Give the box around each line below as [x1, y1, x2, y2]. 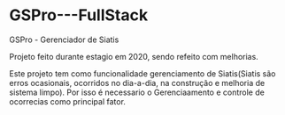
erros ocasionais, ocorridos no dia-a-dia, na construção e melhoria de [9, 77, 266, 88]
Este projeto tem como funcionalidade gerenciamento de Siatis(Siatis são [9, 68, 276, 79]
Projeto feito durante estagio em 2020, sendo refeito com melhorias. [9, 51, 258, 61]
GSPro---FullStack [9, 5, 149, 25]
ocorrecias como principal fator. [9, 96, 127, 106]
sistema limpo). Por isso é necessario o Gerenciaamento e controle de [9, 87, 266, 97]
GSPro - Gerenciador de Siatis [9, 34, 119, 45]
